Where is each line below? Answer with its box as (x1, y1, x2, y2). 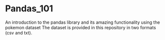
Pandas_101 (5, 3, 54, 14)
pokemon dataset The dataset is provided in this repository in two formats (5, 24, 156, 30)
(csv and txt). (5, 30, 33, 36)
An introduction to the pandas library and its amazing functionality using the (5, 19, 160, 25)
